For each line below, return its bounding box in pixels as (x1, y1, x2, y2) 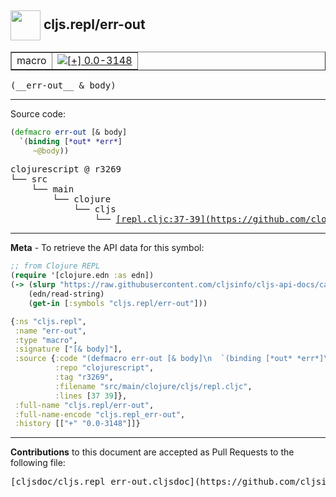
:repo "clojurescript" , (54, 363, 155, 373)
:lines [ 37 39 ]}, (54, 391, 128, 401)
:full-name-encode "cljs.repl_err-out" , (14, 409, 186, 420)
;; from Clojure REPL (10, 261, 101, 271)
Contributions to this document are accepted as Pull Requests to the (10, 446, 295, 458)
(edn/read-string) (28, 289, 105, 300)
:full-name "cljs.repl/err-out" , (14, 400, 155, 410)
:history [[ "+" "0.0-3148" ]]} (14, 419, 141, 429)
